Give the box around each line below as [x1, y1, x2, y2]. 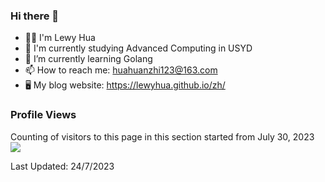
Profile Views [10, 108, 77, 122]
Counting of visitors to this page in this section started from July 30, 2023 [10, 130, 315, 143]
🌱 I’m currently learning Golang [24, 53, 153, 65]
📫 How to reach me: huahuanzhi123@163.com [24, 64, 218, 76]
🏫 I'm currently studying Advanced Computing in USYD [24, 42, 253, 54]
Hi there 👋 [10, 9, 60, 23]
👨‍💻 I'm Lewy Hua [24, 32, 96, 44]
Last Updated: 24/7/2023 [10, 160, 115, 172]
